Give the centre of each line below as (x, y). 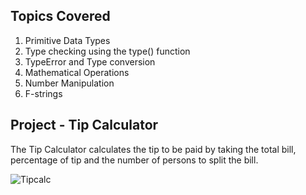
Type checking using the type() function (107, 51)
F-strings (43, 93)
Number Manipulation (69, 83)
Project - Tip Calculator (84, 125)
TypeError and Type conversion (90, 61)
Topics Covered (60, 16)
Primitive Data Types (67, 40)
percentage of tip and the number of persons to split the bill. (134, 160)
